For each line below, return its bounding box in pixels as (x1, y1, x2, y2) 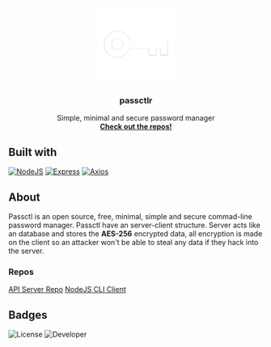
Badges (8, 308, 48, 322)
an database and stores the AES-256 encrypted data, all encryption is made (8, 228, 263, 239)
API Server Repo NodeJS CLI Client (8, 285, 127, 294)
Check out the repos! (100, 122, 172, 132)
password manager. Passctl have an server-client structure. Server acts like (8, 220, 260, 230)
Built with (8, 145, 57, 159)
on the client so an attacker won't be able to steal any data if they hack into (8, 237, 259, 247)
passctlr (119, 95, 153, 106)
